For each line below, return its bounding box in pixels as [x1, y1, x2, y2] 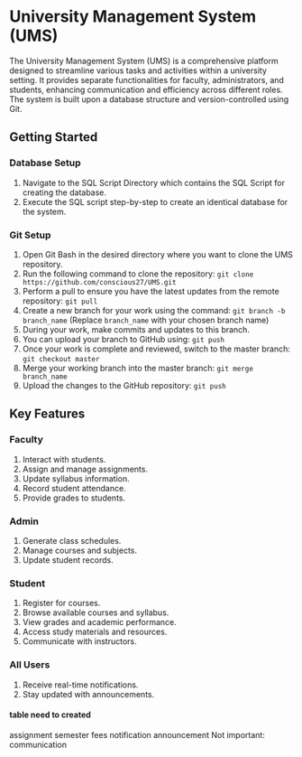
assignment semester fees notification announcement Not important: [9, 729, 266, 740]
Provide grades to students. [22, 492, 126, 503]
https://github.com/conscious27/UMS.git [22, 277, 177, 286]
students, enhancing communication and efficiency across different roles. [9, 84, 283, 95]
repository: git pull [22, 295, 98, 306]
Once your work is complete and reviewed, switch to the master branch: [22, 343, 290, 354]
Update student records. [22, 554, 114, 565]
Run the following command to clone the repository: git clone [22, 268, 254, 279]
